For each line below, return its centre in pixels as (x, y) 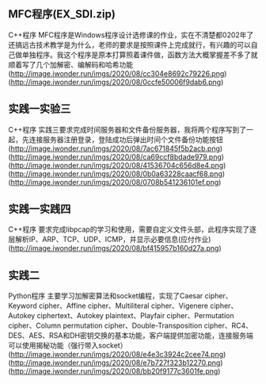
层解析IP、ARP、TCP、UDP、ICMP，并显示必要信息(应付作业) (110, 240)
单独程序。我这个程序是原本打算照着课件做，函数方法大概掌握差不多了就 (140, 55)
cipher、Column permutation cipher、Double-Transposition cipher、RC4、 (131, 326)
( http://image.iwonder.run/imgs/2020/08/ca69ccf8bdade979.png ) (116, 156)
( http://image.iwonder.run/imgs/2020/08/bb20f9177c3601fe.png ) (114, 371)
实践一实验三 (40, 109)
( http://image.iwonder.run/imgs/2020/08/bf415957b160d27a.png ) (115, 248)
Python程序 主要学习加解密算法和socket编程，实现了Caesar (106, 296)
